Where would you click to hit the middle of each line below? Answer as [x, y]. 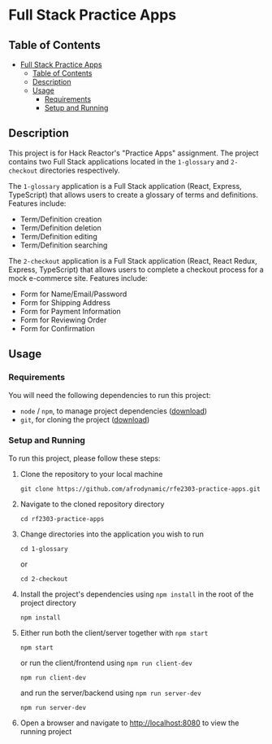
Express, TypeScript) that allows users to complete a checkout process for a [136, 269]
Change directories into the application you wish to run [112, 534]
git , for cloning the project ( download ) [85, 419]
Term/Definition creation [61, 219]
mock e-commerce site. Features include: [78, 278]
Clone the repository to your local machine [91, 474]
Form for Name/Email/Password [73, 294]
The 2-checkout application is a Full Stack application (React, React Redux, [133, 260]
